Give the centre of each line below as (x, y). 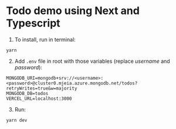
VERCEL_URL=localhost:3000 (39, 99)
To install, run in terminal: (45, 39)
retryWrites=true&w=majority (42, 88)
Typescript (33, 23)
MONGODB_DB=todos (27, 93)
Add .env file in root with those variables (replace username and (92, 61)
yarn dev (17, 120)
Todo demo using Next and (73, 11)
